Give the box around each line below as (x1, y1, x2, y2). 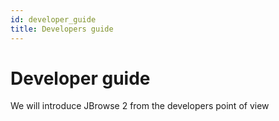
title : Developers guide (10, 24, 114, 34)
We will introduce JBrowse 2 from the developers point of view (10, 100, 270, 112)
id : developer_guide (10, 14, 97, 25)
